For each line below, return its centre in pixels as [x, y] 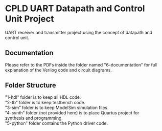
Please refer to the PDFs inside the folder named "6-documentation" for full [81, 65]
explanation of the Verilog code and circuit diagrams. [58, 70]
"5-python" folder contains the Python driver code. [57, 123]
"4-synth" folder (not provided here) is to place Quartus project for [72, 112]
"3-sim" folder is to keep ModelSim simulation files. [57, 108]
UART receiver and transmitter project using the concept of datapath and [79, 32]
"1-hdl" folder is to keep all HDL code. [43, 97]
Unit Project [30, 19]
